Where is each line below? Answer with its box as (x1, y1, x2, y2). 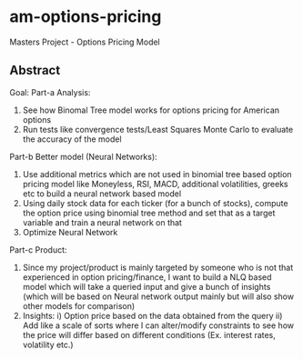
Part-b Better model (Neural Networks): (9, 151, 157, 162)
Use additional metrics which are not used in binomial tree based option (22, 168, 293, 179)
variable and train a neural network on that (22, 216, 182, 228)
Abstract (9, 63, 61, 78)
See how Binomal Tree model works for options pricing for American (22, 105, 280, 115)
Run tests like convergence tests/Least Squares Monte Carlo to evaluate (22, 124, 294, 135)
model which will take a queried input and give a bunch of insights (22, 281, 271, 292)
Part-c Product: (9, 244, 67, 255)
